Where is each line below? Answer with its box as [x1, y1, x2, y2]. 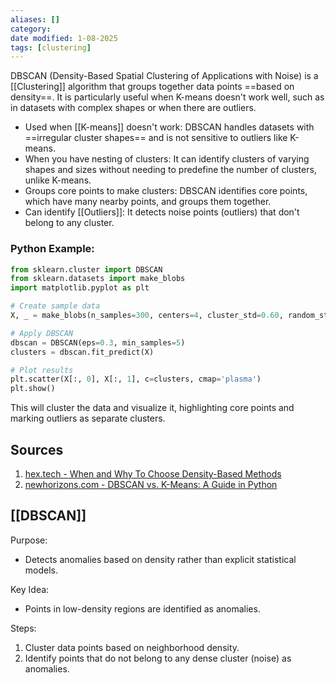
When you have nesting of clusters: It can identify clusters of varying [24, 153, 310, 165]
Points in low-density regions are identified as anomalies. [24, 602, 261, 615]
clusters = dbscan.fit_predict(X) [10, 347, 155, 357]
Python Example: [10, 242, 95, 256]
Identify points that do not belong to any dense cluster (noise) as [24, 652, 292, 664]
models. [24, 564, 59, 576]
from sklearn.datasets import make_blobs [10, 274, 186, 284]
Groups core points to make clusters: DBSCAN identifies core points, [24, 185, 308, 197]
